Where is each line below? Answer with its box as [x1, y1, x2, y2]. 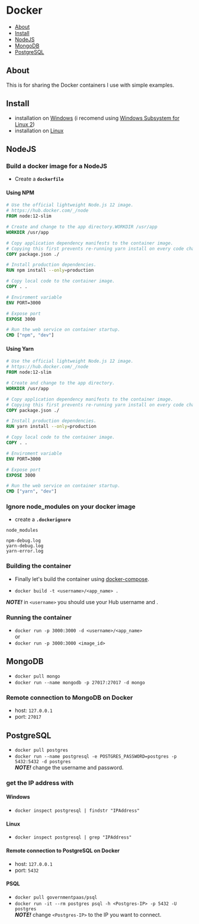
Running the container [6, 613, 72, 621]
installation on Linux [14, 127, 64, 134]
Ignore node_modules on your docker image [6, 503, 136, 511]
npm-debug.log [6, 538, 41, 544]
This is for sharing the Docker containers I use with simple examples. [6, 81, 175, 88]
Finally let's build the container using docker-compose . [14, 575, 149, 582]
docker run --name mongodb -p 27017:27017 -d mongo [14, 679, 145, 685]
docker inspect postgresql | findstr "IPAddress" [14, 808, 140, 814]
